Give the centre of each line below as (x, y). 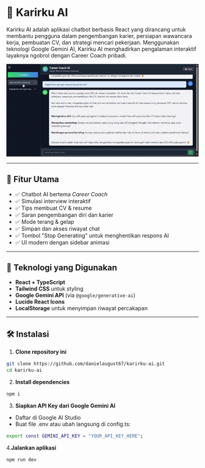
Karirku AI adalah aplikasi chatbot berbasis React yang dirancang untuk (96, 29)
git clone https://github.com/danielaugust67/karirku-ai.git (86, 364)
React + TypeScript (40, 282)
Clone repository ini (41, 352)
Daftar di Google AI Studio (48, 417)
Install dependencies (42, 382)
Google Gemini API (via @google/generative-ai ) (75, 295)
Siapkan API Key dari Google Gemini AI (65, 406)
